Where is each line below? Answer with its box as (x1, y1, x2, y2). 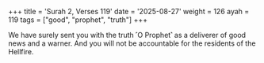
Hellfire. (8, 47, 34, 56)
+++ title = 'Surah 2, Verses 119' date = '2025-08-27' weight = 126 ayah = (8, 7, 250, 16)
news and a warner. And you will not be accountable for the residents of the (8, 39, 256, 48)
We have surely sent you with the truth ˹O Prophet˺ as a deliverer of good (8, 31, 247, 39)
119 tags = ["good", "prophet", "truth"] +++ (8, 15, 148, 24)
